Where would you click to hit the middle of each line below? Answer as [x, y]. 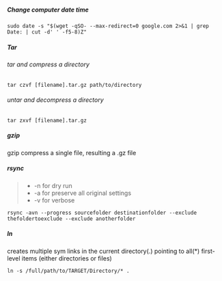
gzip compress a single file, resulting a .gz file [72, 152]
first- [208, 251]
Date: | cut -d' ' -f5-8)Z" [47, 32]
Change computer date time [48, 10]
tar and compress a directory [48, 64]
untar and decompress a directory [55, 100]
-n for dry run [53, 185]
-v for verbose [54, 200]
